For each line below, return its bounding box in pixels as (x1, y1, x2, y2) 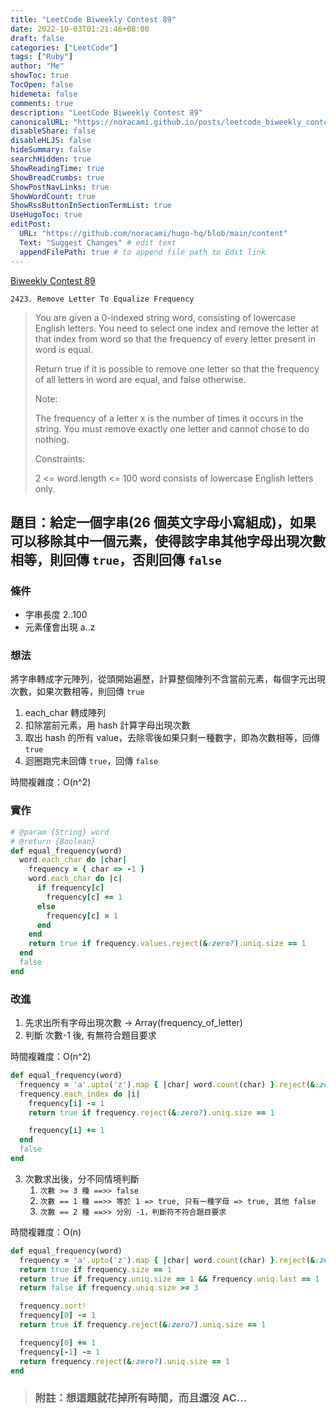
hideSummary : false (10, 145, 92, 155)
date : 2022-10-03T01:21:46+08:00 (10, 24, 150, 34)
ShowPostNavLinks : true (10, 182, 110, 192)
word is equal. (34, 343, 93, 355)
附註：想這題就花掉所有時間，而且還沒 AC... (34, 1391, 248, 1405)
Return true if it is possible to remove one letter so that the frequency (34, 362, 320, 375)
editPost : (10, 219, 52, 230)
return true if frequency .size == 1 (19, 1264, 172, 1275)
